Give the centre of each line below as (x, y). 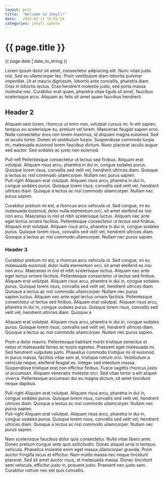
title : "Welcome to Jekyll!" (36, 14)
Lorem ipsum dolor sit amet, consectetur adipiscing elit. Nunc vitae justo (78, 71)
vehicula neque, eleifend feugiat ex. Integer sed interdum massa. (70, 363)
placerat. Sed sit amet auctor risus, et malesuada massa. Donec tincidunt (79, 460)
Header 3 (16, 249)
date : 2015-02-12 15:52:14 (35, 19)
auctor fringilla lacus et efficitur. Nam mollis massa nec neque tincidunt (77, 455)
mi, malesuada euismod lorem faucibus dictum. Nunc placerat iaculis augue (81, 145)
